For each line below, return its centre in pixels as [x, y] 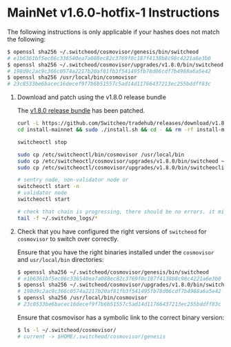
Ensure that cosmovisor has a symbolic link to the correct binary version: [121, 317]
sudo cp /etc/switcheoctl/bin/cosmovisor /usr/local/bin [101, 154]
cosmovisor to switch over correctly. [68, 238]
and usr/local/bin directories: [60, 259]
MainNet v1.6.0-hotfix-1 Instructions [113, 13]
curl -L [28, 123]
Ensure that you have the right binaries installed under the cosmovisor [115, 252]
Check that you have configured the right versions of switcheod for [112, 231]
